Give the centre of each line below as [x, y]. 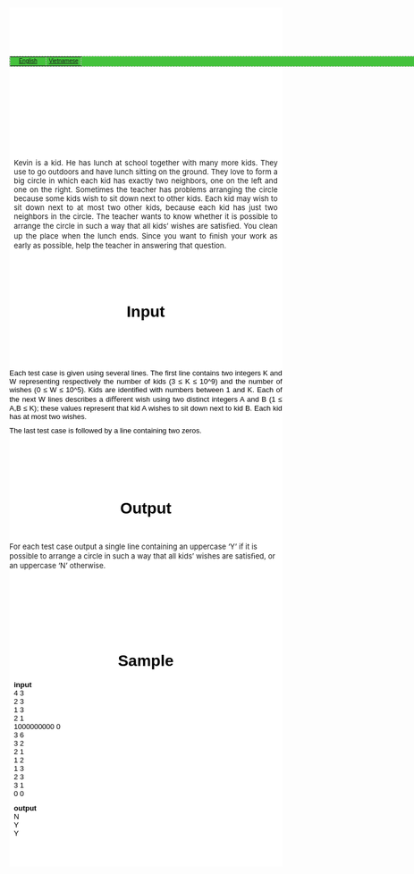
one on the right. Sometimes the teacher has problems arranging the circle [146, 189]
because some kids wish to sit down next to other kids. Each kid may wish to [146, 198]
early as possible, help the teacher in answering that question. [120, 245]
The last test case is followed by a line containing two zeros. [106, 430]
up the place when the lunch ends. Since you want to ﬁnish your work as [146, 235]
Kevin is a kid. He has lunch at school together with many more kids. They [146, 163]
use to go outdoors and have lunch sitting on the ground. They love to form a [146, 172]
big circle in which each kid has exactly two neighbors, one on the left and [146, 181]
